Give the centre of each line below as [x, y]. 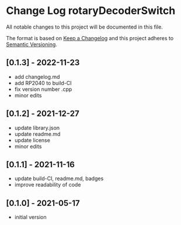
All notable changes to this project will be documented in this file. [85, 27]
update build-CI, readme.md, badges [59, 178]
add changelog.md [37, 76]
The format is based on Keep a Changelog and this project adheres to [90, 38]
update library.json [37, 128]
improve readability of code [48, 185]
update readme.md [37, 134]
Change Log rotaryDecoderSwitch [91, 11]
